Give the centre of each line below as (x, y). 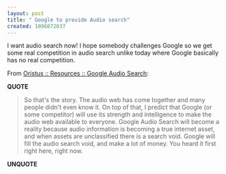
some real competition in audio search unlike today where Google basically (113, 53)
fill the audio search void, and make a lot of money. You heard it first (120, 144)
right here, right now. (53, 151)
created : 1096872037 (37, 26)
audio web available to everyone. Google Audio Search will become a (122, 122)
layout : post (26, 13)
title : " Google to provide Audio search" (68, 20)
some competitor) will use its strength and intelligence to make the (118, 114)
